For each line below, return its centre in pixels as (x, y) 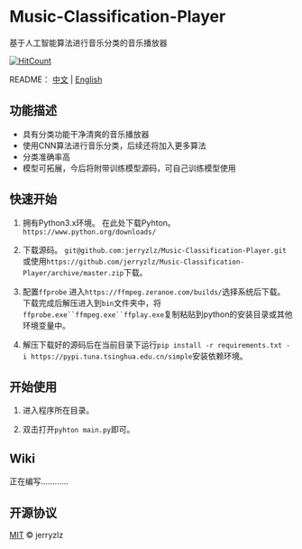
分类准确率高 (46, 156)
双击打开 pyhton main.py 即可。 (78, 430)
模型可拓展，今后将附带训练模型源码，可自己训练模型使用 (129, 168)
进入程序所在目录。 (58, 410)
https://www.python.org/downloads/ (89, 232)
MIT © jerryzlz (37, 535)
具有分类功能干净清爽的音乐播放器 (86, 134)
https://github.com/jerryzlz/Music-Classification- (146, 262)
